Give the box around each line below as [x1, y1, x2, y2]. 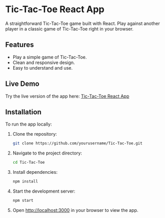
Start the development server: [12, 188, 76, 194]
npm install [12, 179, 38, 184]
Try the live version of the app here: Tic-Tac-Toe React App [5, 93, 129, 99]
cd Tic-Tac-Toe [12, 160, 45, 165]
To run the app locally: [5, 121, 52, 128]
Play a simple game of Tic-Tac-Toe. [12, 54, 87, 60]
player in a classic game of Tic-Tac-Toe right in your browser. [5, 25, 134, 32]
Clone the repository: [12, 131, 57, 137]
